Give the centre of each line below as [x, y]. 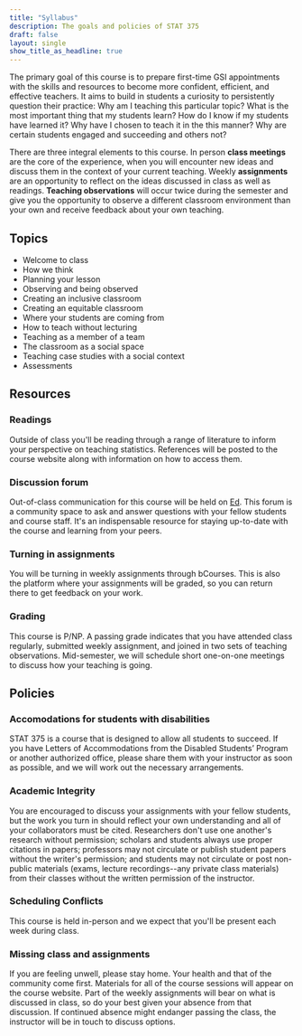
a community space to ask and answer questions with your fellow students [148, 511]
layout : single [38, 43]
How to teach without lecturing [80, 327]
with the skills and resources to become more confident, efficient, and [139, 87]
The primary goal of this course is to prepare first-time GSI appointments [145, 77]
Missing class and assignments [80, 954]
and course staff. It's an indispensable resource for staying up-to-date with [149, 521]
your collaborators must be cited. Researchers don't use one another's [141, 830]
